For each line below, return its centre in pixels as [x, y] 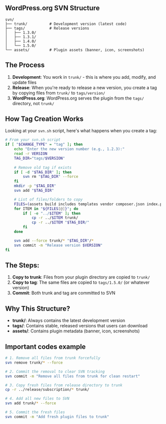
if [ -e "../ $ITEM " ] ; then [52, 213]
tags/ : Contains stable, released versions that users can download [80, 326]
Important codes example [45, 346]
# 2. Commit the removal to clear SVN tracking [55, 371]
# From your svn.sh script [33, 140]
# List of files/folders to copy [48, 199]
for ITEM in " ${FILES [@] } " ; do [46, 209]
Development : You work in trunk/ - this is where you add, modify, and [84, 77]
